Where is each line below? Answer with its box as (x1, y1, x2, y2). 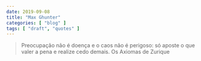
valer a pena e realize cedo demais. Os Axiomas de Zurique (21, 48, 170, 56)
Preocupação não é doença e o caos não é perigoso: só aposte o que (21, 42, 196, 49)
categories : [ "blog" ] (6, 20, 67, 26)
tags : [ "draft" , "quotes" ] (6, 25, 80, 32)
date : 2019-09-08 (6, 8, 50, 15)
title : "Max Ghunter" (6, 14, 61, 20)
